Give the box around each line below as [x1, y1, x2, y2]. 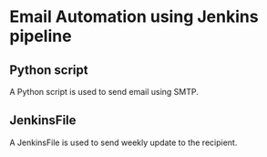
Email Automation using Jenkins [9, 6, 259, 27]
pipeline [9, 26, 72, 47]
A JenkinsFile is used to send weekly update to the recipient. [9, 137, 238, 148]
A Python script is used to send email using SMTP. [9, 87, 199, 97]
